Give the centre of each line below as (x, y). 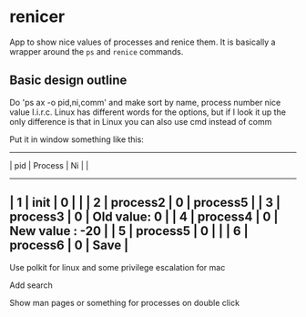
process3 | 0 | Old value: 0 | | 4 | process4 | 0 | (144, 217)
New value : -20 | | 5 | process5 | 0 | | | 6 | (129, 231)
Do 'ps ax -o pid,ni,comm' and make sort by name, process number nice (145, 102)
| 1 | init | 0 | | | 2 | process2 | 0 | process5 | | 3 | (145, 203)
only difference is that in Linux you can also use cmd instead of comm (141, 121)
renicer (37, 17)
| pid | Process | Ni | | (49, 165)
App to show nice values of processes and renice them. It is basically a (143, 42)
